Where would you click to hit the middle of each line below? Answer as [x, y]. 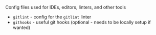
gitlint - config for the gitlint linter [52, 17]
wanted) [21, 27]
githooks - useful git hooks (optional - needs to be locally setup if [82, 22]
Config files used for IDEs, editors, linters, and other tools [66, 7]
